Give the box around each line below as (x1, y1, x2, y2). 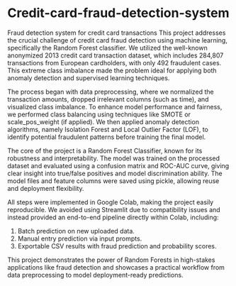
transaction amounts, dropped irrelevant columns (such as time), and (7, 94, 209, 104)
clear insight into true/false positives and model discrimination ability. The (7, 169, 223, 177)
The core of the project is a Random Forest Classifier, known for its (7, 146, 203, 155)
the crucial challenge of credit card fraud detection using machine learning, (7, 35, 228, 44)
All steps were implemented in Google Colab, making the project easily (7, 197, 214, 207)
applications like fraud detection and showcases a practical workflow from (7, 263, 225, 271)
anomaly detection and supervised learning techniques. (7, 73, 170, 82)
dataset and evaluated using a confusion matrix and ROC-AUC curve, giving (7, 161, 230, 170)
